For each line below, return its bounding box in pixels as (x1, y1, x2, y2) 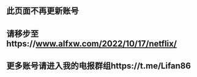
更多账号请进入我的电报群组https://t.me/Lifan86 (6, 61, 191, 71)
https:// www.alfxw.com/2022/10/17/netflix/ (6, 38, 177, 49)
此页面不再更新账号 (6, 5, 79, 16)
